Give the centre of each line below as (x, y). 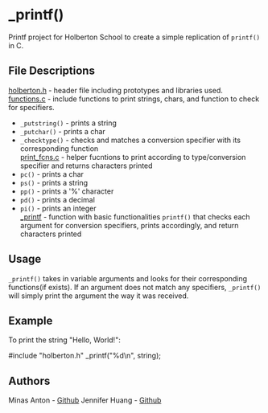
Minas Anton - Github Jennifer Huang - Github (85, 400)
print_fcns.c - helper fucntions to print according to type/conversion (133, 157)
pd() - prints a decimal (57, 199)
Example (31, 320)
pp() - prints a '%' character (67, 191)
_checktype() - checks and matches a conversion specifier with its (130, 140)
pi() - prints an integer (58, 208)
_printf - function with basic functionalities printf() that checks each (135, 217)
